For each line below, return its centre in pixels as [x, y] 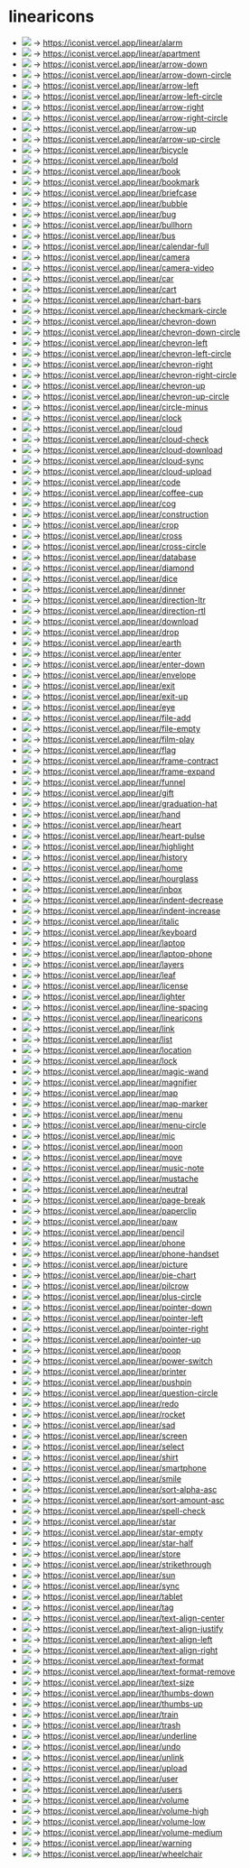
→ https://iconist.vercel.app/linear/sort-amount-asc [129, 1500]
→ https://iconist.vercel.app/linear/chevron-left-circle [132, 353]
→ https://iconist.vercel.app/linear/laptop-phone [123, 953]
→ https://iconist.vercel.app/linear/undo [107, 1746]
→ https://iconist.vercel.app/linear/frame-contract [125, 761]
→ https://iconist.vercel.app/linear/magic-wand [121, 1071]
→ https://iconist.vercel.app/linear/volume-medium [128, 1832]
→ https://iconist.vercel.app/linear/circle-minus [120, 407]
